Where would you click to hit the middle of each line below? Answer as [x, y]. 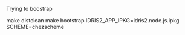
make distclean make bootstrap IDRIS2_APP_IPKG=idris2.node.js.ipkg [93, 20]
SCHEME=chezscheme [35, 27]
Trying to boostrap [29, 9]
